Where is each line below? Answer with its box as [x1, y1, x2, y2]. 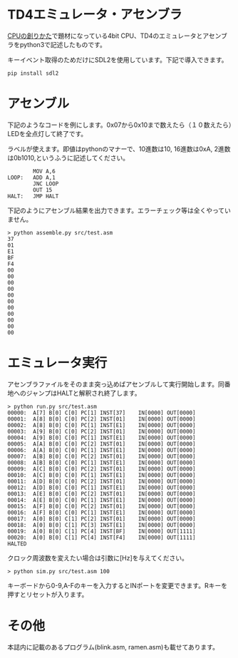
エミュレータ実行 [7, 355, 108, 371]
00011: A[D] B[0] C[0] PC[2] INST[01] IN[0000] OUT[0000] [7, 478, 196, 485]
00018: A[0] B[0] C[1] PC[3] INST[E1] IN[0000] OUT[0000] [7, 521, 196, 528]
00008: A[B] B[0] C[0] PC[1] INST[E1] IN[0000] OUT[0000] [7, 459, 196, 466]
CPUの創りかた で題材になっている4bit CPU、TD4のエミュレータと [7, 31, 203, 40]
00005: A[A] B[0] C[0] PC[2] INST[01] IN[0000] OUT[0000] [7, 440, 196, 448]
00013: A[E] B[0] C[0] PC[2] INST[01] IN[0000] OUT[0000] [7, 490, 196, 498]
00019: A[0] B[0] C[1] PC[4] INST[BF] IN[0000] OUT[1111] [7, 528, 196, 535]
